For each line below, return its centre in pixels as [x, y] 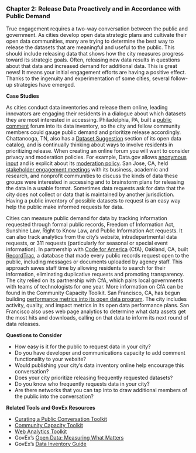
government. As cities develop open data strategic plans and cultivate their [97, 35]
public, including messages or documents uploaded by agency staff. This [94, 262]
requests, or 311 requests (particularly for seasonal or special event [87, 243]
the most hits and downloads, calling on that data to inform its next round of [97, 318]
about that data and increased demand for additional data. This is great [92, 66]
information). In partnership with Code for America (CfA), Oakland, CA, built [97, 249]
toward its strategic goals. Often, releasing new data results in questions [93, 60]
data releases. [23, 324]
